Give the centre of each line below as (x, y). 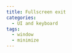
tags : (13, 29)
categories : (21, 18)
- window (23, 35)
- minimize (25, 40)
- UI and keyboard (35, 23)
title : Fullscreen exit (36, 12)
